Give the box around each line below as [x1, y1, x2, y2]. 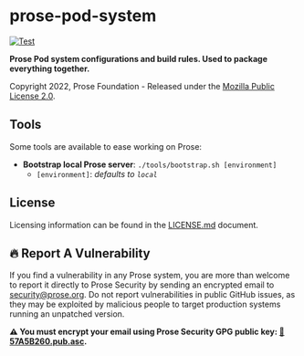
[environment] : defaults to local [36, 168, 158, 179]
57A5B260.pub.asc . [9, 336, 88, 347]
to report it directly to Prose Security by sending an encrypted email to [9, 279, 275, 290]
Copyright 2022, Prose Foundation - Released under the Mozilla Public [9, 80, 276, 91]
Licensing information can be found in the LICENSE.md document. [9, 219, 258, 230]
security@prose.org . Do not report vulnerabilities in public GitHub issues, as [9, 289, 296, 300]
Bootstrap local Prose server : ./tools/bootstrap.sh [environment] [22, 159, 278, 170]
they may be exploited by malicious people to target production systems [9, 298, 281, 310]
